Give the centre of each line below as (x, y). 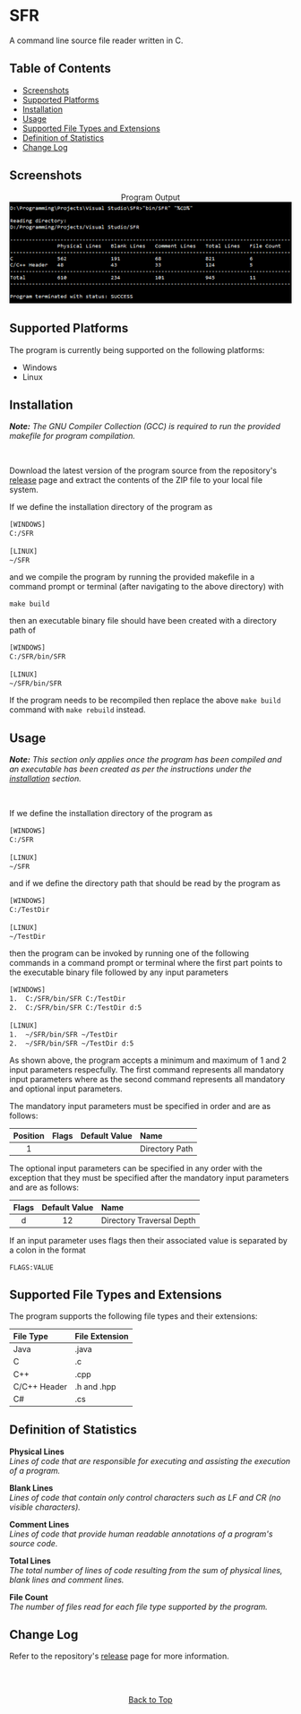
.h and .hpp (95, 1386)
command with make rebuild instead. (77, 710)
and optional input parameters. (66, 1089)
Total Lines (30, 1561)
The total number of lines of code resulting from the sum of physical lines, (146, 1570)
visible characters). (45, 1507)
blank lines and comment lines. (67, 1580)
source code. (34, 1543)
